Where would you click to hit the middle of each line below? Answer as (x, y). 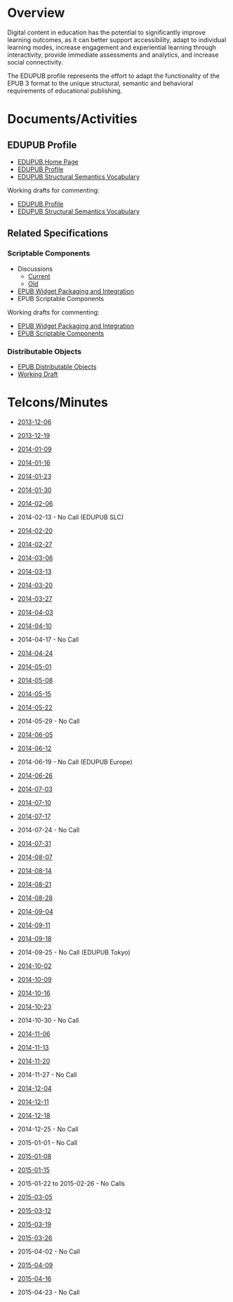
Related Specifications (58, 233)
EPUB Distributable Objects (57, 366)
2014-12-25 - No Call (48, 1129)
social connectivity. (35, 62)
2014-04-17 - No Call (48, 639)
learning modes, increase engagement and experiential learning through (112, 47)
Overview (36, 13)
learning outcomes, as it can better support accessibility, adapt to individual (117, 39)
